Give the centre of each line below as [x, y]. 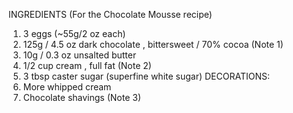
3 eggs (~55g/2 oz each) [74, 33]
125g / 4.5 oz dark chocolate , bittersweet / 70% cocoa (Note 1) [153, 44]
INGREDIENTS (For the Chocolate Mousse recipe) [110, 14]
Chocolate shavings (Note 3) [81, 97]
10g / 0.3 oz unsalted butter [79, 55]
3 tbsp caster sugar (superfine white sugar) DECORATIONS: [146, 76]
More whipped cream [67, 87]
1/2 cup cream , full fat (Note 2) [87, 65]
